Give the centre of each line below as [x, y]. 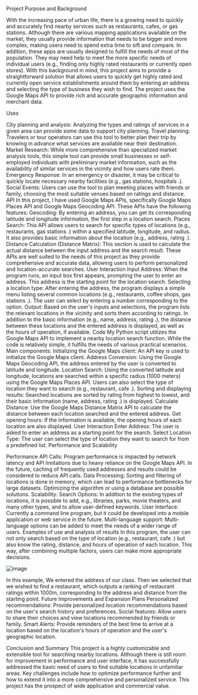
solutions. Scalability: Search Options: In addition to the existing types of [94, 494]
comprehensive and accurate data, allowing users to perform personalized [97, 263]
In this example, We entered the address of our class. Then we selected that [99, 580]
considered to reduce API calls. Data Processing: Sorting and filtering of [94, 475]
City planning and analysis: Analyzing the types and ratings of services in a [98, 125]
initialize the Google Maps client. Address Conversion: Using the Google [94, 357]
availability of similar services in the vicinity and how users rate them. [91, 169]
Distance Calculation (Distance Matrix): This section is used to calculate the [98, 244]
